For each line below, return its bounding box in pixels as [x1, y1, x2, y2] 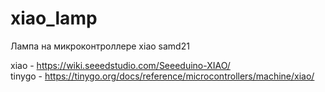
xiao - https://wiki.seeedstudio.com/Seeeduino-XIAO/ [10, 59, 231, 71]
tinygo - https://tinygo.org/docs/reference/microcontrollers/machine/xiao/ [10, 70, 315, 82]
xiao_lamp [10, 7, 98, 30]
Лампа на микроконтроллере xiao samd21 [10, 40, 190, 52]
